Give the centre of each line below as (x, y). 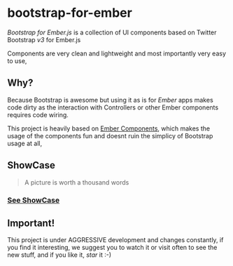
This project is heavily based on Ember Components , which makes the (109, 128)
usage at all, (25, 143)
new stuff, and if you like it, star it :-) (59, 255)
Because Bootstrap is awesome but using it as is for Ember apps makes (110, 100)
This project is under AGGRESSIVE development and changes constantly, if (115, 240)
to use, (17, 60)
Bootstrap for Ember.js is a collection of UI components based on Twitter (112, 32)
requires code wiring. (38, 114)
